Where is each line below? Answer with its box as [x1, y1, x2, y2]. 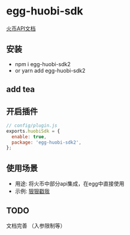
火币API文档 [6, 25, 36, 32]
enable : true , [11, 133, 47, 139]
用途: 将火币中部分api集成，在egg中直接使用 [14, 180, 125, 188]
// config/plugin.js [6, 122, 58, 129]
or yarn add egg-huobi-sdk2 [14, 67, 86, 74]
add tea [6, 84, 35, 94]
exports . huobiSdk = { [6, 128, 61, 134]
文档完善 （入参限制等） [6, 222, 66, 229]
